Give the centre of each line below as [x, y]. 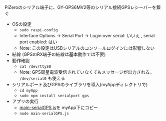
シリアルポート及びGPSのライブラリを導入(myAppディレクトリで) [80, 84]
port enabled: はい [38, 42]
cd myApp [28, 91]
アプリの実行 [25, 101]
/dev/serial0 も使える [42, 78]
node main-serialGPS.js [44, 114]
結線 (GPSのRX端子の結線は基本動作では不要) [59, 54]
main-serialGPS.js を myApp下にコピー [59, 108]
